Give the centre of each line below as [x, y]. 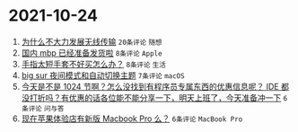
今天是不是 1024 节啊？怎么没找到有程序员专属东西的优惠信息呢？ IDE [150, 86]
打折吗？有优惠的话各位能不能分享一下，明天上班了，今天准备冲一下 [155, 97]
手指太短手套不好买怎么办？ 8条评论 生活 [94, 64]
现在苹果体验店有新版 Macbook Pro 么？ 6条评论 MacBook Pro [132, 119]
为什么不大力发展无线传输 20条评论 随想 [92, 41]
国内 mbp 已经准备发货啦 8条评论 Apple [92, 53]
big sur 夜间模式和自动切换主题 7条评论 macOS [103, 75]
